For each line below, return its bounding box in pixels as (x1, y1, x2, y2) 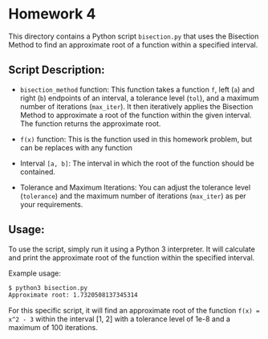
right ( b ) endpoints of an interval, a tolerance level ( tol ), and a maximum (19, 93, 259, 103)
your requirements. (19, 199, 83, 209)
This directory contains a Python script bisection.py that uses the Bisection (8, 31, 259, 41)
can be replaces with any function (19, 142, 132, 153)
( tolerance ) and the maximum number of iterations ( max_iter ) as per (19, 190, 246, 201)
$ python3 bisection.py (8, 284, 88, 292)
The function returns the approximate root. (19, 118, 161, 129)
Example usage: (8, 268, 62, 278)
